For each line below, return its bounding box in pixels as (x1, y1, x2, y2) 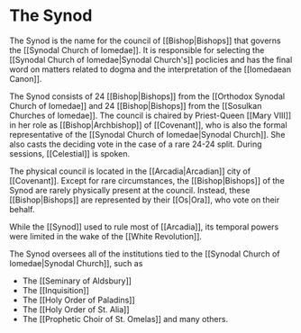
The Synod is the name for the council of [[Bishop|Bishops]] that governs (9, 35, 281, 46)
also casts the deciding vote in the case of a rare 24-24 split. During (9, 139, 263, 149)
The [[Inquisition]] (22, 284, 90, 295)
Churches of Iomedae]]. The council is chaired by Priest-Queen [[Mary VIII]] (9, 110, 292, 121)
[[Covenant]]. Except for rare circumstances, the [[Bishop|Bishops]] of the (9, 175, 286, 185)
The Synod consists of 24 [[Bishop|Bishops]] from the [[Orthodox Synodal (9, 91, 286, 102)
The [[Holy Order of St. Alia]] (22, 303, 130, 315)
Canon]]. (9, 73, 42, 84)
